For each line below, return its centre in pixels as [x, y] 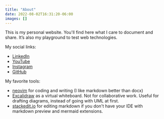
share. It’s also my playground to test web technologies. [61, 37]
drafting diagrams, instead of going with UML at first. [65, 101]
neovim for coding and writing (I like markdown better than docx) [78, 91]
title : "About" [21, 9]
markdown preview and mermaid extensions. [58, 111]
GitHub [19, 72]
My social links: [21, 47]
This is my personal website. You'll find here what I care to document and [79, 33]
